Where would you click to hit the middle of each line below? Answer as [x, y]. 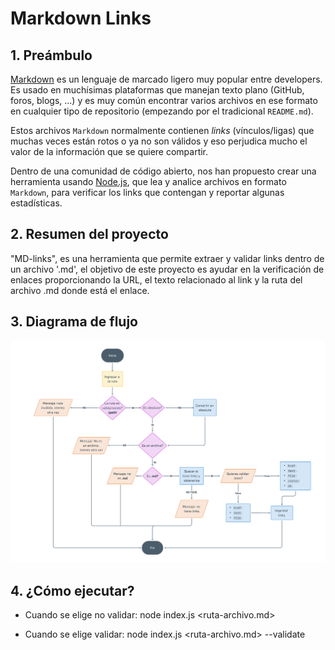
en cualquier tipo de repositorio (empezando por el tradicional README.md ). [162, 111]
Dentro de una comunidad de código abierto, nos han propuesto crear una [163, 171]
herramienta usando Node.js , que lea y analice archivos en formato [148, 181]
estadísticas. [36, 203]
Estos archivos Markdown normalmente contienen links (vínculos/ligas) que [162, 130]
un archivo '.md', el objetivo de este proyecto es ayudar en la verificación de [167, 269]
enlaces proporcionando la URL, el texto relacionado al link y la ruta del [156, 279]
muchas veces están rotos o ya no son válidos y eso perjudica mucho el [159, 141]
